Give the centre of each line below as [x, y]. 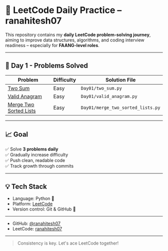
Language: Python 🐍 [33, 198]
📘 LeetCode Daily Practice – [63, 10]
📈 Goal [17, 134]
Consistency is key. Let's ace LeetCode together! [68, 243]
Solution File [120, 79]
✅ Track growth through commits [39, 166]
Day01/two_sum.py [101, 88]
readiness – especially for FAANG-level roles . [52, 45]
